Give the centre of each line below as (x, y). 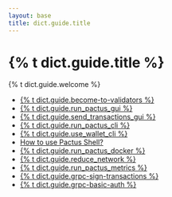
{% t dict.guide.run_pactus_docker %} (82, 151)
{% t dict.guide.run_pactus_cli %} (74, 125)
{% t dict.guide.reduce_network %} (78, 160)
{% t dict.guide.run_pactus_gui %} (76, 108)
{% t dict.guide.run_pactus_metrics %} (83, 167)
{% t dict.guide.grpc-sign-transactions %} (89, 176)
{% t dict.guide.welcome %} (55, 85)
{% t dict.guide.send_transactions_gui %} (88, 117)
